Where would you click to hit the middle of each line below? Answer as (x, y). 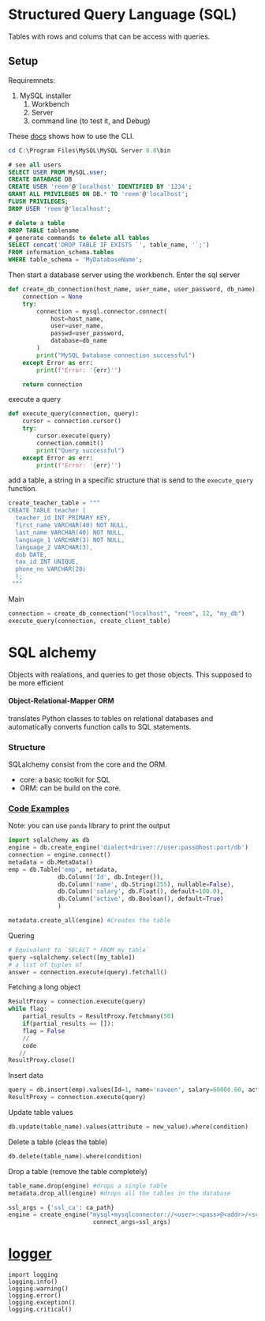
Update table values (41, 1113)
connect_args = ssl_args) (132, 1222)
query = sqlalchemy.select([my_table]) (72, 957)
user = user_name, (77, 326)
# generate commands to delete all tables (79, 238)
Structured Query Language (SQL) (123, 15)
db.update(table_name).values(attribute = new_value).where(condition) (128, 1127)
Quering (21, 935)
